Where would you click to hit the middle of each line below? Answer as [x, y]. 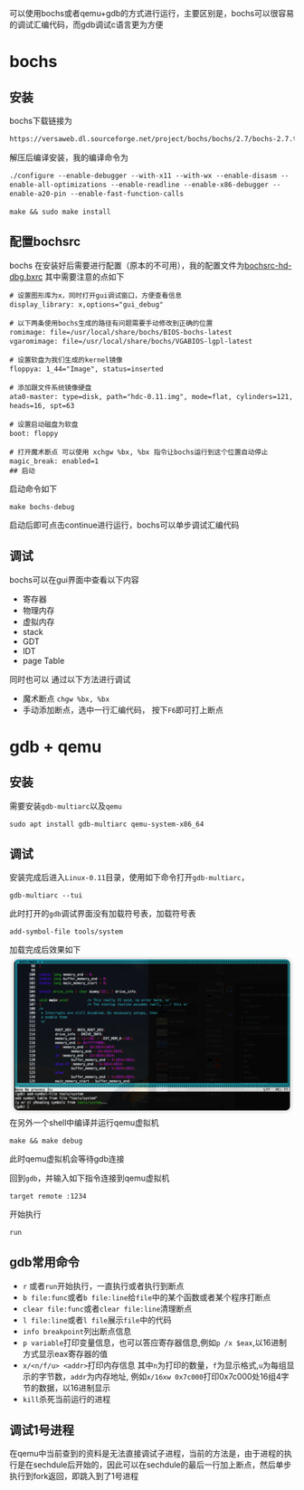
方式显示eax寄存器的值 [65, 1353]
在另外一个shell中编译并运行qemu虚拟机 [84, 1122]
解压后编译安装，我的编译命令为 [69, 157]
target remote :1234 [48, 1196]
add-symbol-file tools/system [66, 932]
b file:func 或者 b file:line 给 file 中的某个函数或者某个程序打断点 [147, 1297]
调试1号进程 [42, 1431]
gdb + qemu [56, 747]
